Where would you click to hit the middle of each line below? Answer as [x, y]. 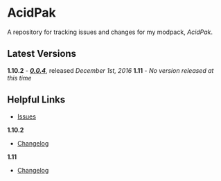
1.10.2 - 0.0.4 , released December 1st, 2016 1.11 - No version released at [110, 70]
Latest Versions [42, 54]
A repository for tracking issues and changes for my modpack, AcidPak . [110, 32]
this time [19, 78]
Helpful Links [36, 100]
